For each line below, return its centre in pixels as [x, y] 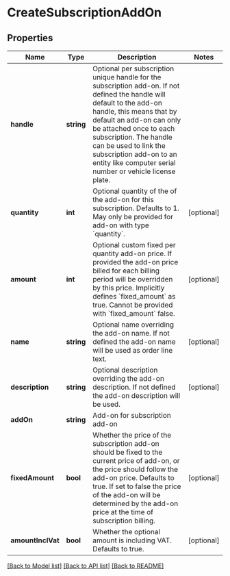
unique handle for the [127, 77]
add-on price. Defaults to [133, 478]
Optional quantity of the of [135, 191]
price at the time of [123, 512]
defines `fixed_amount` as [134, 296]
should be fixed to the [127, 452]
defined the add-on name [134, 342]
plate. [101, 180]
